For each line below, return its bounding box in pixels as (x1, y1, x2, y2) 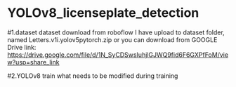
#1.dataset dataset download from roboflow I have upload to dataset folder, (7, 28, 225, 36)
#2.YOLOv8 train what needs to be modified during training (7, 72, 178, 80)
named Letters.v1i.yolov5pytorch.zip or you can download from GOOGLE (7, 35, 218, 43)
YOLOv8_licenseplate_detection (7, 5, 199, 21)
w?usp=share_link (7, 58, 60, 66)
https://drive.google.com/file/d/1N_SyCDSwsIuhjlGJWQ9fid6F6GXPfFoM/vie (7, 51, 229, 59)
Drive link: (7, 43, 37, 51)
